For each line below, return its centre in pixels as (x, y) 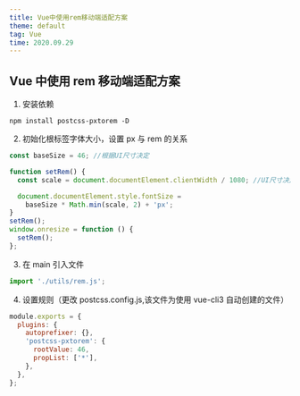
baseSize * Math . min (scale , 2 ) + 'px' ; (100, 205)
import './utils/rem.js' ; (57, 281)
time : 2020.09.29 (42, 42)
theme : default (37, 26)
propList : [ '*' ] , (65, 358)
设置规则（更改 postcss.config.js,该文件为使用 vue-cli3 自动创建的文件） (155, 299)
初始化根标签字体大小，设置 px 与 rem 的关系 (104, 139)
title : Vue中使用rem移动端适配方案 (68, 17)
